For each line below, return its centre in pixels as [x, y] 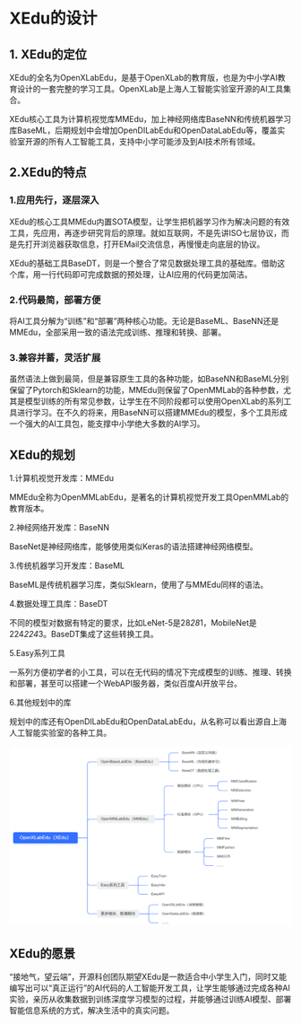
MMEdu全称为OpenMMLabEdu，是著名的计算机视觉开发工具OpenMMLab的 [149, 497]
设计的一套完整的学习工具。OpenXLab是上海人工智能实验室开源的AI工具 [150, 89]
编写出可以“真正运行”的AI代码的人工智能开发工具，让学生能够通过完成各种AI [150, 988]
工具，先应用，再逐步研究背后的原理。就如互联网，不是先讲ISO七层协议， [146, 232]
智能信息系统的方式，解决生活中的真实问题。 [92, 1011]
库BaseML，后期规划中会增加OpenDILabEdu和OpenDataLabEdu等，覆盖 [143, 130]
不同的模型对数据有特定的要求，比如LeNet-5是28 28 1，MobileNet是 [133, 623]
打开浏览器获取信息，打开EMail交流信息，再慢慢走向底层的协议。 [145, 244]
